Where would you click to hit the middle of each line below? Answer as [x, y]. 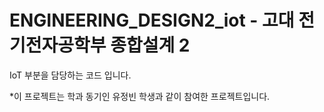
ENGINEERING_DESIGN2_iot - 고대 [152, 20]
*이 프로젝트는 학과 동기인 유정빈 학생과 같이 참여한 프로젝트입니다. [140, 96]
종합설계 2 [150, 45]
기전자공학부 [58, 45]
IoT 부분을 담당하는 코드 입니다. [70, 75]
